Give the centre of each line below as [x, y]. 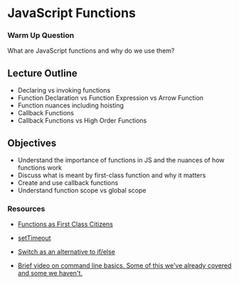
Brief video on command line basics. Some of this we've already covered [124, 265]
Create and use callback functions [68, 183]
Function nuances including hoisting [71, 105]
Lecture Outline [42, 73]
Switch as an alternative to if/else [66, 252]
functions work [40, 168]
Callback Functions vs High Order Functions [82, 121]
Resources [26, 209]
